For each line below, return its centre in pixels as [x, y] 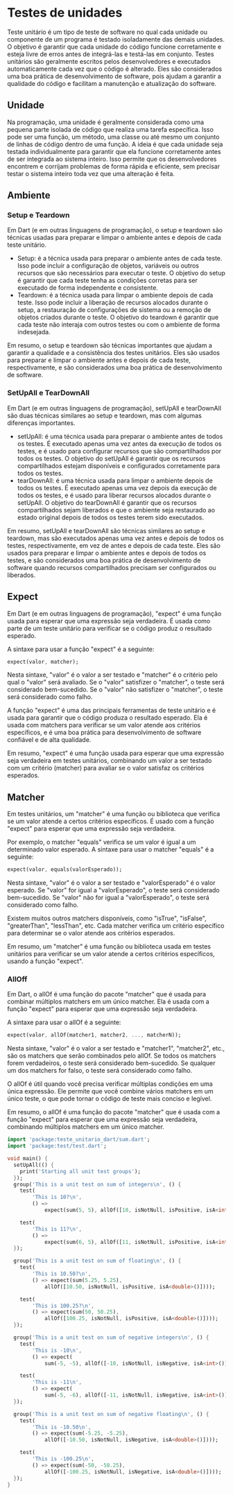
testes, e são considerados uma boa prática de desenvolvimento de [104, 560]
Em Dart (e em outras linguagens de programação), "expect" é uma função [114, 613]
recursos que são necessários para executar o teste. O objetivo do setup [121, 273]
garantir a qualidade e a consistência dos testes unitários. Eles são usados [114, 353]
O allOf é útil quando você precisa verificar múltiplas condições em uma [110, 1084]
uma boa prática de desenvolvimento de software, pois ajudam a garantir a [114, 76]
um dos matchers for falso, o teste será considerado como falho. [100, 1071]
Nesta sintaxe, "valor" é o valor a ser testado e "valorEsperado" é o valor [111, 883]
